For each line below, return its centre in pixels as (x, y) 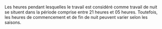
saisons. (13, 22)
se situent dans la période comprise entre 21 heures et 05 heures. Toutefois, (81, 12)
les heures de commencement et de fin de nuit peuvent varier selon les (76, 17)
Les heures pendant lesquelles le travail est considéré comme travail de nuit (81, 7)
